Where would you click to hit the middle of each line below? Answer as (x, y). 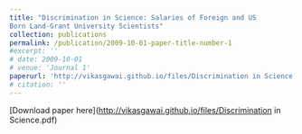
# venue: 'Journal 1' (50, 68)
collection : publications (58, 34)
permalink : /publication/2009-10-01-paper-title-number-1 (121, 43)
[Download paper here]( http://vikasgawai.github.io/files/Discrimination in (145, 110)
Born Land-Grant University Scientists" (87, 26)
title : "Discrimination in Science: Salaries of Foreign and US (133, 18)
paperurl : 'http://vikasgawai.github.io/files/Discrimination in (135, 76)
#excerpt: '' (34, 51)
